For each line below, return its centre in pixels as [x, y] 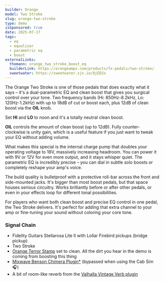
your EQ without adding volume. [37, 137]
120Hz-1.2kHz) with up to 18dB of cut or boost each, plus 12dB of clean [77, 103]
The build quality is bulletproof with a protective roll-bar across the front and [82, 177]
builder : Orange [22, 10]
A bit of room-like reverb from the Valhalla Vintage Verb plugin [75, 274]
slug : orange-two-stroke [30, 19]
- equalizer [22, 46]
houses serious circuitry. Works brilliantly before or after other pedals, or [78, 187]
